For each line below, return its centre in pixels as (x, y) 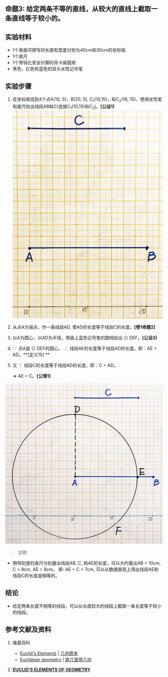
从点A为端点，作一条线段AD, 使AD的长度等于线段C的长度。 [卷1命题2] (84, 327)
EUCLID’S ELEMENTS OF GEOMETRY (51, 669)
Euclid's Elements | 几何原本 (49, 653)
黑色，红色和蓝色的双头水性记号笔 (47, 69)
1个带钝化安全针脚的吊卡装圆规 (44, 63)
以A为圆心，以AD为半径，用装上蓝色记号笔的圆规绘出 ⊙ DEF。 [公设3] (85, 338)
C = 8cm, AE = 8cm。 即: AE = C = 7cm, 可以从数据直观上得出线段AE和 (85, 569)
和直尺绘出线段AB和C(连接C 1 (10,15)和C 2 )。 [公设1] (63, 107)
